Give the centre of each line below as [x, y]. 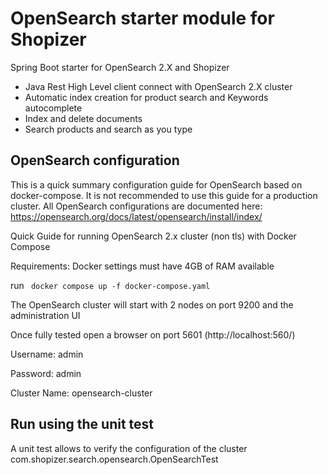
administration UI [45, 315]
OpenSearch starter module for [142, 18]
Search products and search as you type [108, 129]
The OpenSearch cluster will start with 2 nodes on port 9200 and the [152, 304]
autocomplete [53, 108]
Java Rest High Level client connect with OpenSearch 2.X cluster [158, 86]
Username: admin [47, 354]
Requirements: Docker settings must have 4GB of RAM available [142, 266]
